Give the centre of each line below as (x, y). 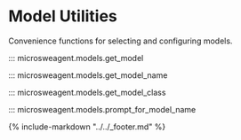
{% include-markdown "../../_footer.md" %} (87, 127)
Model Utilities (63, 16)
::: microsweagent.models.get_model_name (88, 75)
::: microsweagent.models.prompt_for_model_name (102, 109)
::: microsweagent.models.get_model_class (87, 92)
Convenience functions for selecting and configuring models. (120, 41)
